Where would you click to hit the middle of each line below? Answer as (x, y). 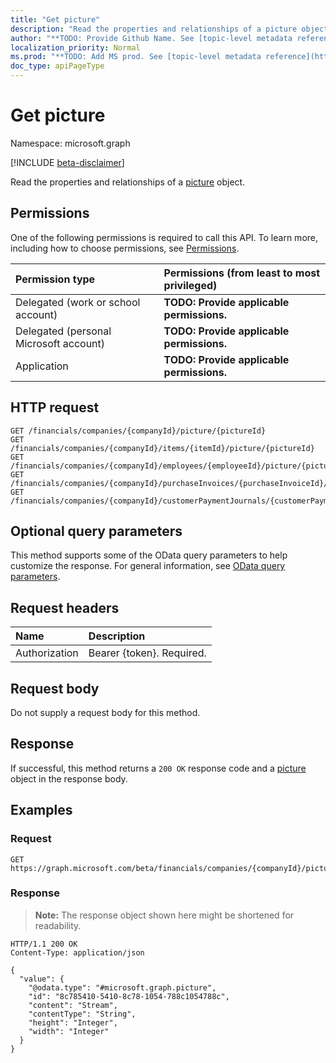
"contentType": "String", (82, 1014)
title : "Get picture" (55, 19)
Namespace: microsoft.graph (70, 143)
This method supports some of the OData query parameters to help (149, 555)
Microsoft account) (60, 343)
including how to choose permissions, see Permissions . (125, 248)
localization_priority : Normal (75, 47)
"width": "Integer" (69, 1031)
